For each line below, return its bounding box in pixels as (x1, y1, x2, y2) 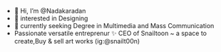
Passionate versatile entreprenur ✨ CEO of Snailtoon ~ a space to (14, 29, 207, 37)
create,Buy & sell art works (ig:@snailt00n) (14, 37, 140, 45)
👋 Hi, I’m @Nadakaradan (14, 7, 86, 15)
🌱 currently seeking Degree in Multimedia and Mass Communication (14, 22, 215, 30)
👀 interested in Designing (14, 14, 88, 22)
